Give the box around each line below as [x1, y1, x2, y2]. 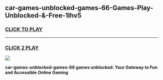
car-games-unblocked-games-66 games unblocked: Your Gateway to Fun [5, 64, 158, 70]
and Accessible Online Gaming [5, 69, 68, 75]
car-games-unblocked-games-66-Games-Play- [5, 4, 154, 12]
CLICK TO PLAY [5, 26, 43, 33]
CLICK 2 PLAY [5, 44, 39, 51]
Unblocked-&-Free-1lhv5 [5, 12, 81, 20]
